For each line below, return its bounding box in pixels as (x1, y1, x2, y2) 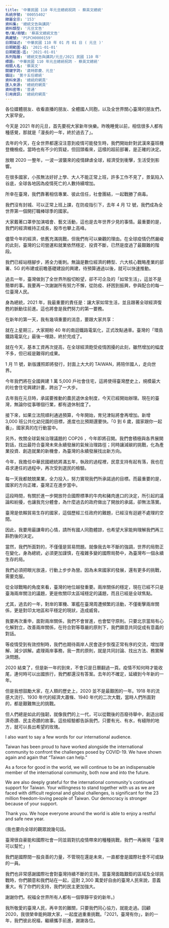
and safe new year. (5, 816, 45, 822)
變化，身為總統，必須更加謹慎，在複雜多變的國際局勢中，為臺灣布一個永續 (9, 550, 164, 556)
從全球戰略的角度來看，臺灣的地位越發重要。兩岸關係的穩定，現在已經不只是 (5, 584, 164, 590)
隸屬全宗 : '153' (5, 17, 36, 22)
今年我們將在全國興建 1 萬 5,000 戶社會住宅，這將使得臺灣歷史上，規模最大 (5, 378, 161, 384)
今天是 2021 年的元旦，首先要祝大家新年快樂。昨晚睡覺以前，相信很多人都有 (5, 123, 163, 129)
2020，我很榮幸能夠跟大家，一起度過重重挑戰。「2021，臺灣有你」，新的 (5, 911, 154, 917)
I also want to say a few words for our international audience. (5, 734, 132, 740)
